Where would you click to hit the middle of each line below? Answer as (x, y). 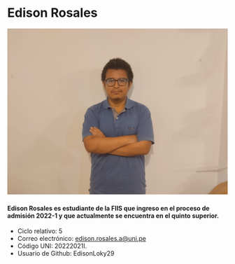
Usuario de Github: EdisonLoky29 (66, 253)
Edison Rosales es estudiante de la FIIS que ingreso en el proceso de (108, 208)
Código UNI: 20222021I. (52, 246)
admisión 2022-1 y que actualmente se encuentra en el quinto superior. (113, 216)
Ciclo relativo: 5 (40, 231)
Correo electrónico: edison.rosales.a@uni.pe (82, 239)
